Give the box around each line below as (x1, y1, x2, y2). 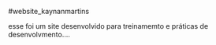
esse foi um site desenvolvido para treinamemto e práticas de (8, 22, 209, 30)
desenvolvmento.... (8, 30, 71, 39)
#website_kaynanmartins (8, 7, 89, 16)
